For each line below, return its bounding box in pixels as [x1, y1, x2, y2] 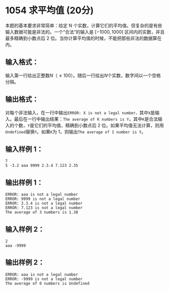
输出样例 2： [5, 258, 45, 267]
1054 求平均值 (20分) [5, 5, 94, 16]
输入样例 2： [5, 225, 45, 234]
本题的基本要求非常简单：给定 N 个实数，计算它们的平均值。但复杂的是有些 [5, 22, 162, 28]
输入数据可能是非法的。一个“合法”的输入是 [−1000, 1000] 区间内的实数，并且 [5, 28, 165, 35]
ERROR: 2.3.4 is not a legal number [5, 201, 83, 206]
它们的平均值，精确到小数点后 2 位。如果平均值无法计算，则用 [34, 122, 164, 128]
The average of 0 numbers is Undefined [5, 281, 90, 286]
